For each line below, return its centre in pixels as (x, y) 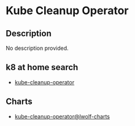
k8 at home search (42, 67)
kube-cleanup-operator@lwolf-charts (62, 116)
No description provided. (37, 48)
